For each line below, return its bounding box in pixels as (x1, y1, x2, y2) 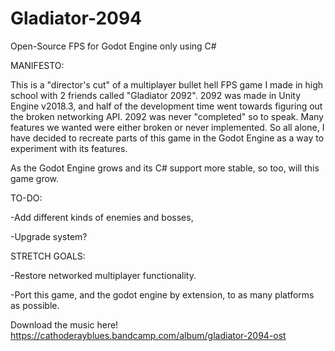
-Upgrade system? (10, 230, 88, 242)
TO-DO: (10, 192, 43, 204)
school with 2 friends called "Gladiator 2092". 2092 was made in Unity (10, 89, 302, 101)
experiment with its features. (10, 142, 128, 154)
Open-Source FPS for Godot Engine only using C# (10, 40, 217, 52)
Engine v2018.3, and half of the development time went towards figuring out (10, 100, 323, 112)
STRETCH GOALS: (10, 250, 86, 262)
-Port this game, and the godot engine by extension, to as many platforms (10, 288, 315, 301)
